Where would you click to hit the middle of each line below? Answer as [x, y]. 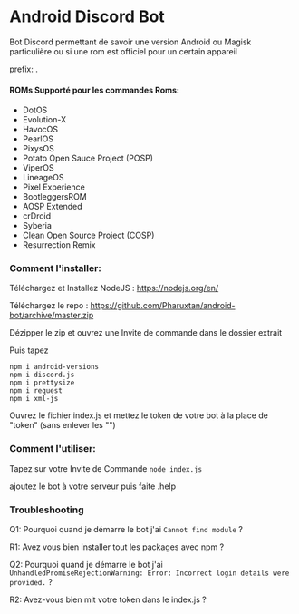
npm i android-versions [54, 367]
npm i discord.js [42, 375]
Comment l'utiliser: [53, 449]
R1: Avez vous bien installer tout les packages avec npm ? [117, 547]
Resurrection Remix [59, 245]
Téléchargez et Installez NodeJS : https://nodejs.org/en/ [114, 288]
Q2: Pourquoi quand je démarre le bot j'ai [86, 565]
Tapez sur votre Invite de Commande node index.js [106, 468]
